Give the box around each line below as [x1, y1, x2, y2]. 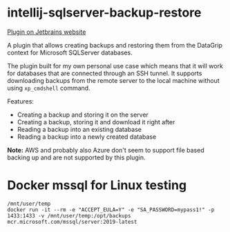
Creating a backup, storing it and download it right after [17, 117, 175, 126]
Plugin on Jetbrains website [7, 28, 86, 36]
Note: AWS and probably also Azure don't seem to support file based [7, 146, 205, 154]
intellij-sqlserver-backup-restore [7, 5, 202, 21]
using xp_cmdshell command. [7, 84, 91, 92]
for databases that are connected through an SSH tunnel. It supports [7, 69, 202, 77]
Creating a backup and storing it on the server [17, 110, 148, 119]
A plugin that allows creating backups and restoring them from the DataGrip [7, 41, 223, 49]
